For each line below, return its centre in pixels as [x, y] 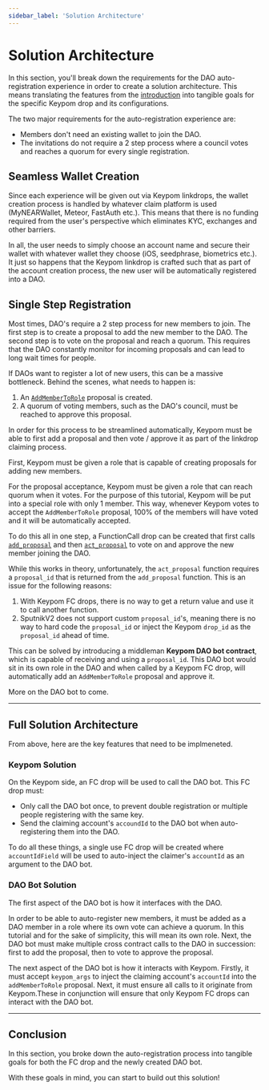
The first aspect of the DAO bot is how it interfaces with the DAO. [115, 902]
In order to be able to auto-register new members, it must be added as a [127, 918]
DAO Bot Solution [42, 885]
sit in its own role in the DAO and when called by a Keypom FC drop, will [127, 668]
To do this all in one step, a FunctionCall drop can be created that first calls [132, 536]
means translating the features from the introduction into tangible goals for [131, 95]
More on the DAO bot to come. [59, 692]
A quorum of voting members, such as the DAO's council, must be [129, 406]
